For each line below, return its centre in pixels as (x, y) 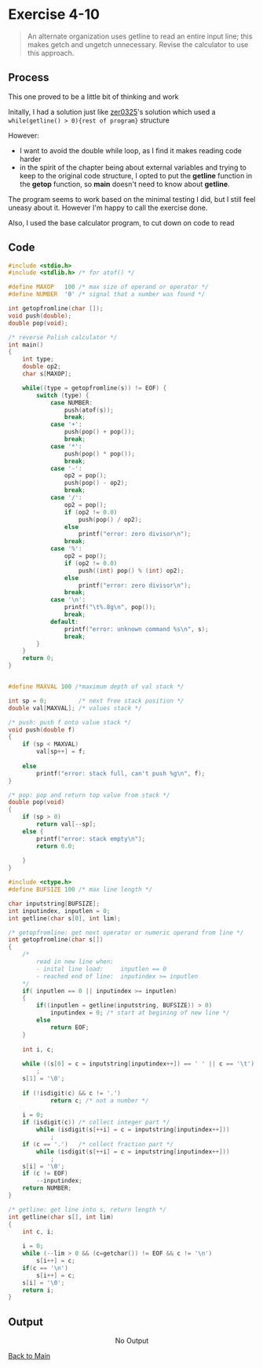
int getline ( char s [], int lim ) (61, 1217)
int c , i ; (38, 1231)
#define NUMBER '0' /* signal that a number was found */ (107, 295)
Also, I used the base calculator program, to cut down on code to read (121, 222)
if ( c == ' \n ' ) (45, 1268)
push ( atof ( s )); (89, 410)
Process (29, 77)
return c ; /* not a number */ (99, 1100)
